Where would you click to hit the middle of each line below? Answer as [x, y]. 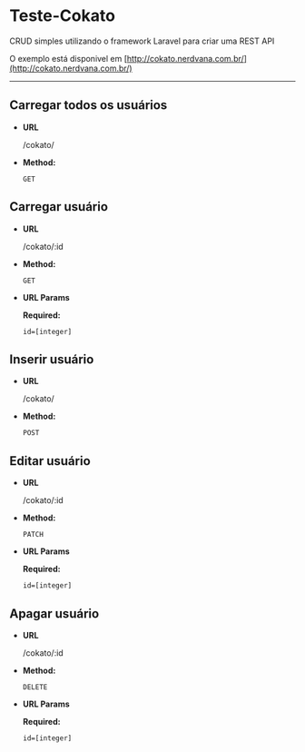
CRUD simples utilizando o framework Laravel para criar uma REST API [142, 41]
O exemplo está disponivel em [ [69, 58]
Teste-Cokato [63, 16]
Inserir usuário [52, 359]
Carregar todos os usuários [89, 105]
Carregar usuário [59, 207]
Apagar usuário [54, 613]
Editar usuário [50, 461]
